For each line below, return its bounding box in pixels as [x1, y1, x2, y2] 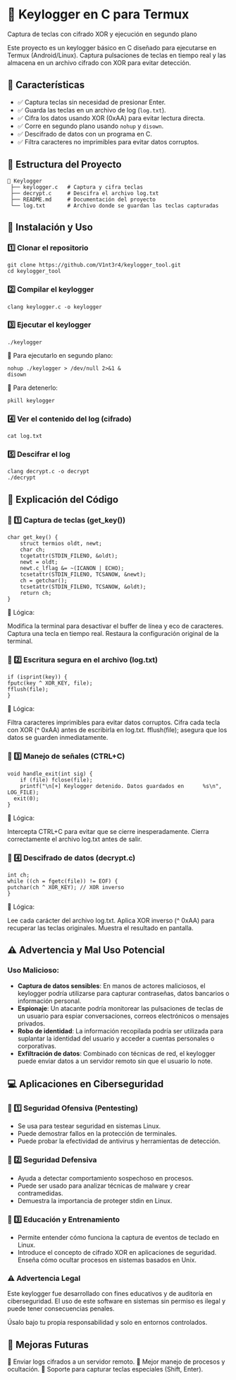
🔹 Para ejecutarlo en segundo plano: [7, 351, 113, 359]
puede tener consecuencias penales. [7, 1304, 115, 1313]
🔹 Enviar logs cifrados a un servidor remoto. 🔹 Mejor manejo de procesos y [7, 1357, 225, 1366]
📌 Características [7, 79, 85, 91]
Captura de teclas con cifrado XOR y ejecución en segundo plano [7, 30, 197, 38]
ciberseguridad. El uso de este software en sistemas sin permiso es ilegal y [7, 1297, 226, 1306]
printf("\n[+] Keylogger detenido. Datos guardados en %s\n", [20, 782, 222, 789]
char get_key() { [7, 534, 58, 541]
